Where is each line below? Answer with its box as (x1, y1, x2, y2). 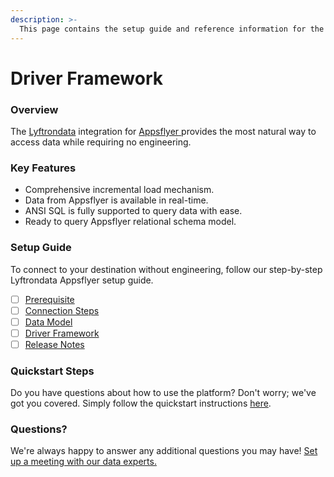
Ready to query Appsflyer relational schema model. (24, 216, 237, 228)
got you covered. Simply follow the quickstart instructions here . (10, 397, 272, 410)
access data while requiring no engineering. (10, 136, 192, 148)
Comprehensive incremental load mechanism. (24, 184, 215, 196)
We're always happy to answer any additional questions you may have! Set (10, 445, 318, 457)
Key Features (10, 161, 77, 175)
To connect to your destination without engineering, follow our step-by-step (10, 263, 323, 275)
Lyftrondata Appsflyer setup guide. (10, 274, 154, 286)
